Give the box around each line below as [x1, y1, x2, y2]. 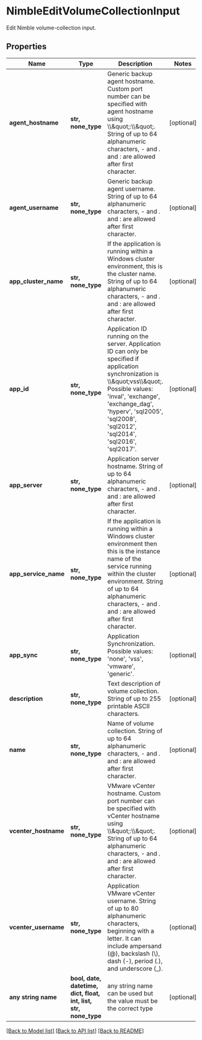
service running [107, 562, 152, 570]
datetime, [70, 982, 98, 990]
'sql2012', [107, 422, 137, 431]
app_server [9, 481, 43, 489]
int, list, [70, 997, 92, 1005]
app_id [9, 384, 29, 393]
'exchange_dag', [107, 399, 155, 408]
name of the [107, 555, 142, 563]
